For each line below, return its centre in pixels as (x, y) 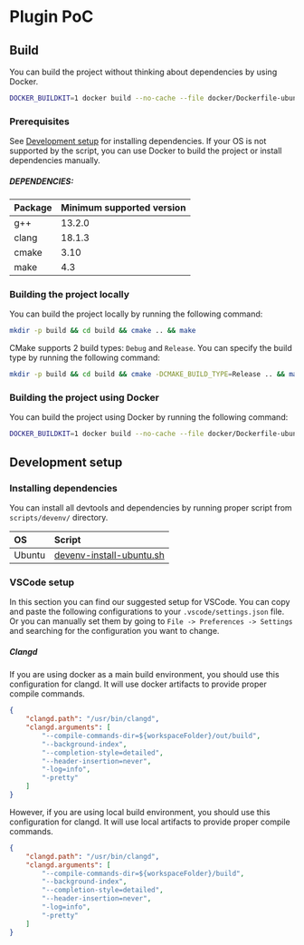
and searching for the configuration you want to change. (114, 631)
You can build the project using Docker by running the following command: (149, 417)
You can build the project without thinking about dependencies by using (143, 72)
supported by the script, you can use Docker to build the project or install (146, 151)
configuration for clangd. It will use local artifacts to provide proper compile (150, 822)
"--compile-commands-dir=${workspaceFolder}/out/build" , (151, 736)
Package (33, 208)
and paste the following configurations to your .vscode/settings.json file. (147, 612)
